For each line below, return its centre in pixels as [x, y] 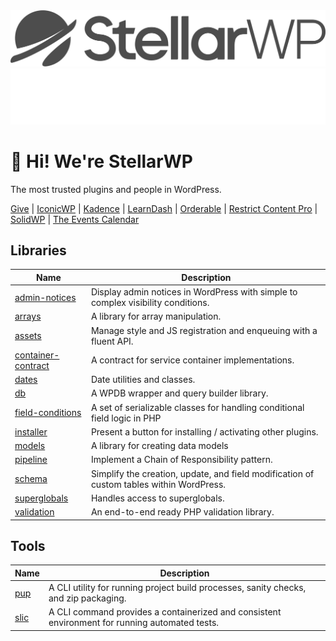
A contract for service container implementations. [192, 360]
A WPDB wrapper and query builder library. [179, 393]
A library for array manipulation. [156, 316]
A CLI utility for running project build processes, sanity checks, [177, 588]
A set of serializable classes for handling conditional [197, 407]
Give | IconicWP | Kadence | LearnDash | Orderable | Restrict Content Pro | [164, 208]
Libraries [38, 250]
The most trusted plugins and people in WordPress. [116, 189]
